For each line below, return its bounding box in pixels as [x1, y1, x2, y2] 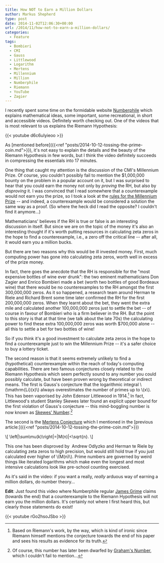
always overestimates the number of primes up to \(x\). [41, 387, 151, 393]
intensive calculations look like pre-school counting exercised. [5, 464, 130, 470]
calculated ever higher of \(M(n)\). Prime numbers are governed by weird [5, 454, 152, 459]
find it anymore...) [5, 209, 41, 215]
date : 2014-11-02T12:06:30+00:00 [5, 21, 73, 26]
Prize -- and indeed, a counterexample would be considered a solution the [5, 198, 155, 204]
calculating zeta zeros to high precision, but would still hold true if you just [5, 448, 155, 454]
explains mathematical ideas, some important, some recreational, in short [5, 112, 153, 118]
